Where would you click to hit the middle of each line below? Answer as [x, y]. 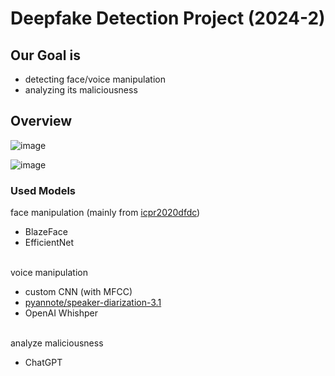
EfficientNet [49, 243]
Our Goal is [45, 55]
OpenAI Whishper [61, 313]
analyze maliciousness [57, 343]
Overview [41, 121]
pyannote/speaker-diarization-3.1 [93, 303]
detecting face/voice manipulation [95, 79]
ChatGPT [43, 363]
